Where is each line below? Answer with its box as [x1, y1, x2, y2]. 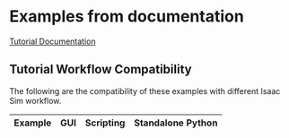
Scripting [84, 116, 126, 129]
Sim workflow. [9, 95, 62, 106]
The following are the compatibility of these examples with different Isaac [9, 85, 281, 96]
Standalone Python [134, 116, 218, 129]
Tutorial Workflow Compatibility [9, 62, 192, 77]
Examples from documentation [9, 6, 244, 27]
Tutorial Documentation [9, 36, 96, 47]
